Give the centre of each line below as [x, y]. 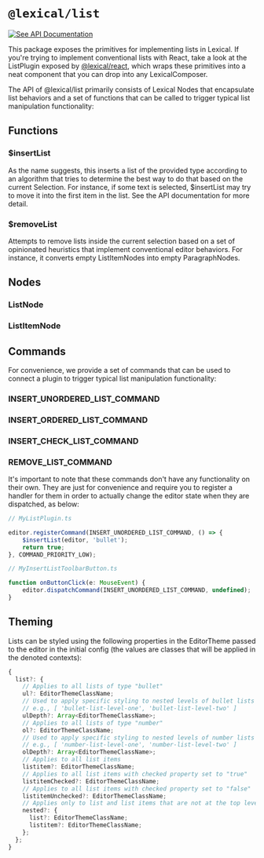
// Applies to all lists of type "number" [93, 723]
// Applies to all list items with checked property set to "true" [135, 774]
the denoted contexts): [45, 657]
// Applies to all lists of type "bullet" [93, 686]
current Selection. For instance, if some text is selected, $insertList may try [130, 187]
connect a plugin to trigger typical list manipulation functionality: [112, 378]
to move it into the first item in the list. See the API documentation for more [129, 195]
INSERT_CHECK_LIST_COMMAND [73, 440]
